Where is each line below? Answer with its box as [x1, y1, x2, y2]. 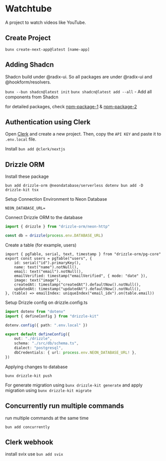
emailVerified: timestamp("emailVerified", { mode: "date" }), [14, 273, 148, 278]
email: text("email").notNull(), [14, 269, 83, 274]
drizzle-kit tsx [5, 187, 39, 193]
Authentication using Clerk [5, 118, 91, 126]
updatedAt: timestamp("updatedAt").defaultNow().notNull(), [14, 286, 141, 291]
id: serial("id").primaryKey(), [14, 260, 81, 265]
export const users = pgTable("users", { [5, 256, 92, 261]
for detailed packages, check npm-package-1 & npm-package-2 [5, 103, 137, 109]
